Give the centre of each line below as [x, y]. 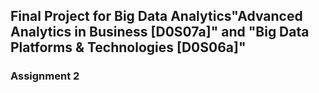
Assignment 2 [45, 76]
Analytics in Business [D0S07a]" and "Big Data [160, 32]
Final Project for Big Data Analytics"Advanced [156, 16]
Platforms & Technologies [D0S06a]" [128, 47]
